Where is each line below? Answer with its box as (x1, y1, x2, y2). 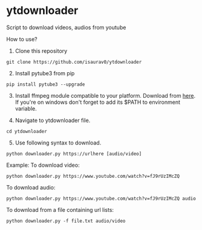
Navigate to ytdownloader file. (15, 117, 91, 124)
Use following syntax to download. (15, 139, 102, 146)
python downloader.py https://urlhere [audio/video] (6, 151, 142, 157)
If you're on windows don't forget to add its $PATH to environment (15, 98, 180, 106)
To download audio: (6, 183, 56, 191)
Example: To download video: (6, 161, 80, 169)
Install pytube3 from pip (15, 69, 75, 76)
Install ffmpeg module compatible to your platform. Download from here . (15, 92, 196, 99)
